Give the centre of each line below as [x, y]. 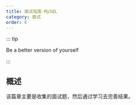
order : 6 [17, 22]
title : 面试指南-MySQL [32, 11]
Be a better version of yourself [42, 50]
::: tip [12, 39]
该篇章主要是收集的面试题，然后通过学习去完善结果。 [70, 96]
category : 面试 [24, 17]
